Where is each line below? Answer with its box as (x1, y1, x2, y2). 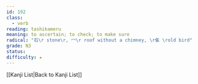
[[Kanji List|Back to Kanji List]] (6, 71, 82, 78)
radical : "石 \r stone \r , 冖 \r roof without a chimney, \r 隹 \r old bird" (6, 37, 193, 43)
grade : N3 (6, 43, 32, 49)
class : (6, 15, 23, 21)
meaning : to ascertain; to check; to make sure (6, 32, 130, 38)
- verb (12, 20, 29, 26)
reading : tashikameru (6, 26, 62, 32)
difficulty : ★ (6, 54, 43, 60)
